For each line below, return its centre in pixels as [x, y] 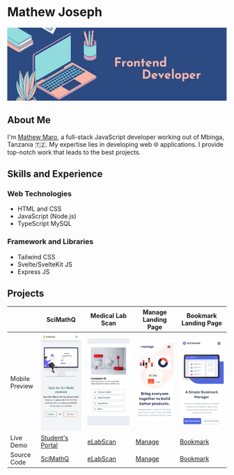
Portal [49, 445]
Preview [22, 386]
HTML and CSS [39, 209]
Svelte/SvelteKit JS [45, 264]
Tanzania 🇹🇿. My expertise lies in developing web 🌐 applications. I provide [116, 144]
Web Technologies [39, 193]
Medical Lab [109, 316]
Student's [54, 438]
